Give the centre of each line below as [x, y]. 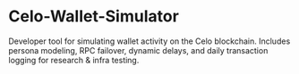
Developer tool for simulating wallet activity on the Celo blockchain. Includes [149, 41]
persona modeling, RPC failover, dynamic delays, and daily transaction [138, 50]
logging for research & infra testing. [74, 60]
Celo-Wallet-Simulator [94, 16]
